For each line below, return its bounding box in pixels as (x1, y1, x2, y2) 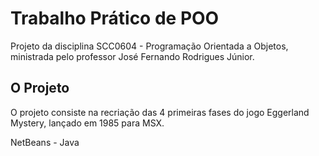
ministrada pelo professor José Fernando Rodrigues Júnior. (10, 50, 255, 62)
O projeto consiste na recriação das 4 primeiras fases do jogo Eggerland (10, 106, 310, 118)
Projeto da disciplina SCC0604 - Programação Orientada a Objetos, (10, 40, 289, 52)
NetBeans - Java (10, 136, 80, 148)
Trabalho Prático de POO (10, 7, 220, 30)
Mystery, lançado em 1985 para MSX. (10, 117, 165, 129)
